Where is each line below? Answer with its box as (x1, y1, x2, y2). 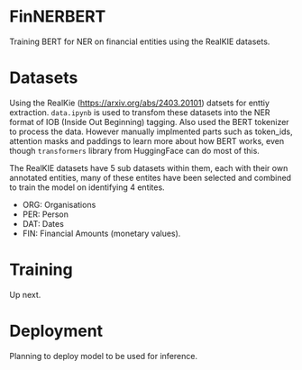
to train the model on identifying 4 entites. (9, 182, 165, 193)
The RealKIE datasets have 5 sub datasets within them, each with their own (9, 162, 288, 173)
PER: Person (22, 209, 69, 220)
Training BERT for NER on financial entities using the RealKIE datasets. (9, 36, 270, 47)
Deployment (9, 321, 104, 341)
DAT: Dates (22, 218, 65, 229)
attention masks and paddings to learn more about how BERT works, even (9, 135, 285, 146)
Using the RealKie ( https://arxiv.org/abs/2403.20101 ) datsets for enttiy (9, 97, 270, 108)
